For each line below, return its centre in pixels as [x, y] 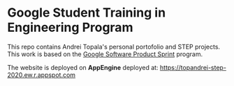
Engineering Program [70, 27]
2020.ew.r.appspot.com [41, 75]
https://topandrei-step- [193, 67]
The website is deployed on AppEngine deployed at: [83, 67]
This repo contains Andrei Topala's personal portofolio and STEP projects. [114, 46]
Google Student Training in [87, 13]
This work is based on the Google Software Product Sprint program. [105, 54]
